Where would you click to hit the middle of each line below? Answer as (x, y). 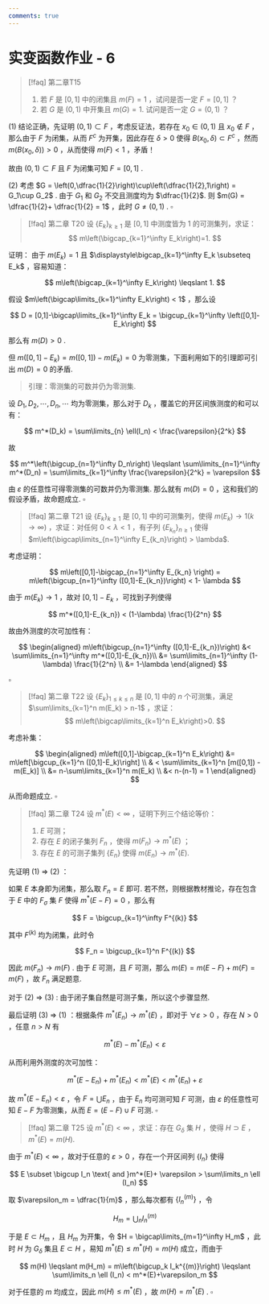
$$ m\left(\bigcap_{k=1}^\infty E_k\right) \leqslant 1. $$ (135, 282)
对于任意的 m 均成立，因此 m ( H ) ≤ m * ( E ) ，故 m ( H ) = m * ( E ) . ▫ (111, 1291)
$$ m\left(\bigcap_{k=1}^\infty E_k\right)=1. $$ (145, 238)
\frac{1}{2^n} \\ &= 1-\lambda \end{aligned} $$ (150, 664)
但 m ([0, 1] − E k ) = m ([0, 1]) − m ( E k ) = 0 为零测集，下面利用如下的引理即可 (130, 358)
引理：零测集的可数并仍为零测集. (82, 386)
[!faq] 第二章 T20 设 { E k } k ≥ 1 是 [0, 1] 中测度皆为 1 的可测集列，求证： (142, 225)
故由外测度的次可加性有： (51, 631)
